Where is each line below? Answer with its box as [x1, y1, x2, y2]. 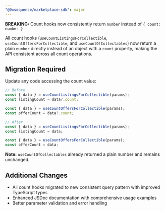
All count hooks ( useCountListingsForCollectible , [5, 35, 108, 41]
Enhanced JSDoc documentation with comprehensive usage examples [12, 195, 157, 201]
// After [5, 120, 23, 125]
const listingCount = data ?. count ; [5, 97, 79, 102]
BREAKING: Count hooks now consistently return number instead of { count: [5, 21, 161, 27]
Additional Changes [5, 171, 68, 179]
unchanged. [5, 157, 30, 163]
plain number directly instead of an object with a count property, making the [5, 45, 158, 51]
